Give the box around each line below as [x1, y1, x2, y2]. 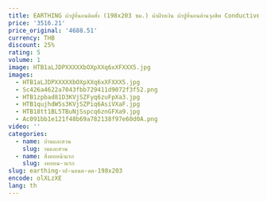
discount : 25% [8, 41, 56, 49]
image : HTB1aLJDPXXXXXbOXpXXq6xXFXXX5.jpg [8, 64, 151, 72]
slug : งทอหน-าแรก [22, 160, 75, 168]
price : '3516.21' [8, 19, 66, 27]
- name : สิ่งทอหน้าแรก [15, 152, 75, 160]
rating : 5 [8, 49, 41, 56]
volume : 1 [8, 56, 41, 64]
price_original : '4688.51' [8, 26, 98, 34]
